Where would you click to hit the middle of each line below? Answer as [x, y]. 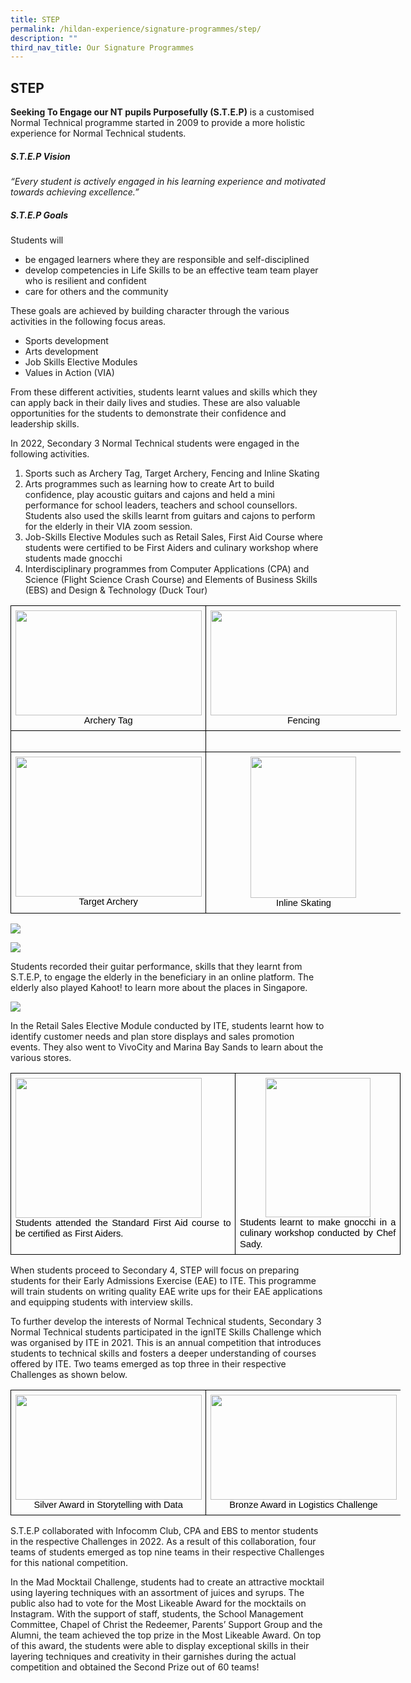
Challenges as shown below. [69, 1375]
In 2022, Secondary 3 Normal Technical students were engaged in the [155, 443]
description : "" [44, 38]
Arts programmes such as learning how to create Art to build [149, 484]
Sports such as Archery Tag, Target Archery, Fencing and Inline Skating [172, 473]
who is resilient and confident [85, 280]
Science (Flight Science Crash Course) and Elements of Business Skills [171, 579]
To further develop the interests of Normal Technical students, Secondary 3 [166, 1322]
